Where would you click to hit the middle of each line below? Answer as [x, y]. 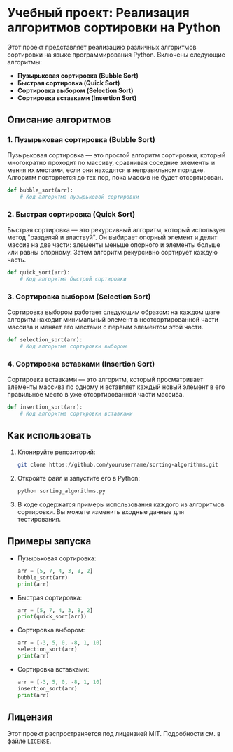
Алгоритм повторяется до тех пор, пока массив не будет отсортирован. [115, 177]
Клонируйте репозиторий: [56, 452]
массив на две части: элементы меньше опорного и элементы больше [114, 244]
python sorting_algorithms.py [62, 491]
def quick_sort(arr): [39, 272]
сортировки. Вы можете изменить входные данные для [101, 512]
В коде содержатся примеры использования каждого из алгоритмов [121, 504]
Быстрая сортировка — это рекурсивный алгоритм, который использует [116, 229]
